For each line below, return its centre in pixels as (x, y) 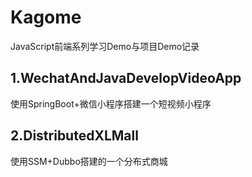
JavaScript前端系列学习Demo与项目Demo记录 (105, 46)
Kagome (46, 17)
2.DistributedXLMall (74, 136)
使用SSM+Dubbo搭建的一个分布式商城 (89, 161)
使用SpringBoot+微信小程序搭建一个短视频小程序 (111, 103)
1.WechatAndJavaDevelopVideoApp (126, 78)
